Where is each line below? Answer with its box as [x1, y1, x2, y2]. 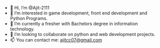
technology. [10, 26, 35, 32]
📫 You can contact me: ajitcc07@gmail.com [10, 37, 102, 42]
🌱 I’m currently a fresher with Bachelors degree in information [10, 20, 138, 26]
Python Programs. [10, 15, 48, 21]
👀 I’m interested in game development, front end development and [10, 10, 147, 16]
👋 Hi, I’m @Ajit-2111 [10, 5, 49, 10]
